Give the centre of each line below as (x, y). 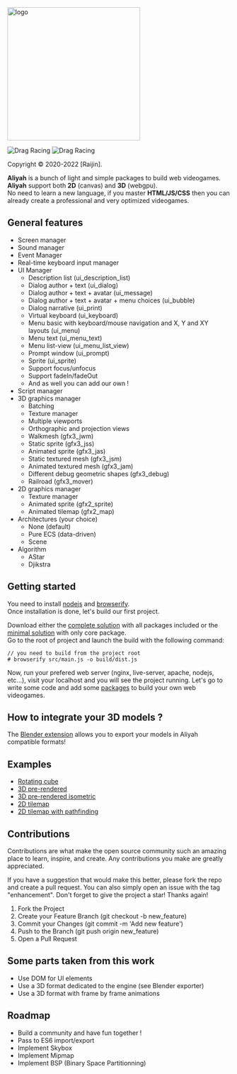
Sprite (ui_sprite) (52, 361)
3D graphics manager (49, 398)
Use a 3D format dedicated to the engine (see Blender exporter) (111, 985)
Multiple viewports (55, 421)
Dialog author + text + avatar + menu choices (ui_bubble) (111, 300)
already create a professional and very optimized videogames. (98, 201)
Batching (41, 406)
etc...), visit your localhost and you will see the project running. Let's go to (115, 680)
